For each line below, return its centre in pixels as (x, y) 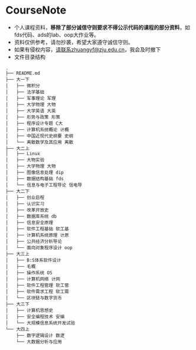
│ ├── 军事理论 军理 (31, 98)
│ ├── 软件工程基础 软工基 (37, 229)
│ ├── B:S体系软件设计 (33, 260)
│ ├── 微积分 (23, 86)
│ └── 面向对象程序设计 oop (39, 248)
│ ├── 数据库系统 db (31, 216)
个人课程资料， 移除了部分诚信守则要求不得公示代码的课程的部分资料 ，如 (102, 27)
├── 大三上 (18, 254)
